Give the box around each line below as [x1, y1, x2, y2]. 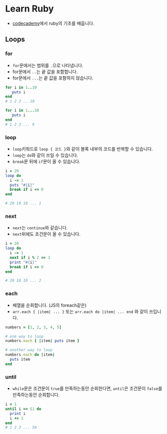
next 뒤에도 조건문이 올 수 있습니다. [12, 231, 81, 237]
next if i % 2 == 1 [10, 255, 51, 260]
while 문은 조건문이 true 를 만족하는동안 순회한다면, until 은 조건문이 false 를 [12, 385, 162, 392]
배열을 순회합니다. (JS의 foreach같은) [12, 302, 87, 308]
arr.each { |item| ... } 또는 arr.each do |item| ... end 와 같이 [12, 308, 148, 314]
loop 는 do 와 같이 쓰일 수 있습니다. [12, 152, 79, 158]
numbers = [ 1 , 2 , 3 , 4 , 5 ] [5, 324, 62, 330]
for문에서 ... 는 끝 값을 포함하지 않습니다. [12, 75, 94, 81]
